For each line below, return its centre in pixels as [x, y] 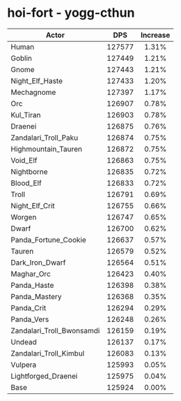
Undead [24, 342]
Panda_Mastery [36, 296]
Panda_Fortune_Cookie [48, 240]
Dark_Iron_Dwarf [38, 262]
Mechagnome [33, 92]
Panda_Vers [30, 319]
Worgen [24, 217]
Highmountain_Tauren [46, 149]
